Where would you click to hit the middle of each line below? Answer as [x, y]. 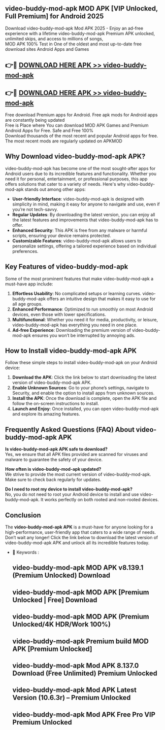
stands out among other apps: [55, 189]
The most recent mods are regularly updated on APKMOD [64, 141]
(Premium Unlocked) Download [61, 575]
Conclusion [23, 515]
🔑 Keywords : [26, 553]
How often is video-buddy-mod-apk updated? [53, 469]
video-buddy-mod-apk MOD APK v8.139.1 [78, 568]
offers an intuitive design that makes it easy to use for [101, 299]
